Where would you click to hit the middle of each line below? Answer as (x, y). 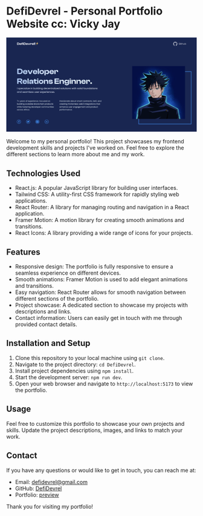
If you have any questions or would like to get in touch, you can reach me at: (101, 470)
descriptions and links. (43, 312)
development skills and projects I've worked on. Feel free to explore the (95, 148)
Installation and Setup (48, 343)
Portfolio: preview (37, 495)
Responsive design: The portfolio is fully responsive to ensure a (94, 267)
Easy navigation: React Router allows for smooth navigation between (100, 292)
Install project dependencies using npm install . (74, 371)
